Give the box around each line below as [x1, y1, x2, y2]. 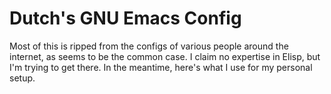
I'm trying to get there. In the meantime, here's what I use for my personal [9, 61, 313, 73]
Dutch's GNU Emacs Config [9, 7, 242, 30]
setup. [9, 72, 36, 84]
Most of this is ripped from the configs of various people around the [9, 40, 289, 52]
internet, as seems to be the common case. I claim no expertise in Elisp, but [9, 50, 321, 62]
